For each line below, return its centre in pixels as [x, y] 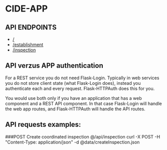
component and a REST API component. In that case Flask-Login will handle [83, 103]
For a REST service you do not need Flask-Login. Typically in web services [82, 78]
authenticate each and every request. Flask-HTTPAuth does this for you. [80, 88]
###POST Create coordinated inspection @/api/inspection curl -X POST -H [83, 136]
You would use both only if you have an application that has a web [73, 98]
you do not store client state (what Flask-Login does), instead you [73, 83]
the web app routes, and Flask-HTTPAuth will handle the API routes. [75, 109]
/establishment [28, 45]
